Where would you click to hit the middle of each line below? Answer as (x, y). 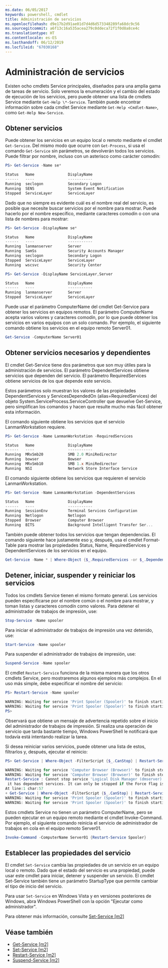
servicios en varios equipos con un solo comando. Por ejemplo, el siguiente (83, 322)
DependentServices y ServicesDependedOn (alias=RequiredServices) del (81, 396)
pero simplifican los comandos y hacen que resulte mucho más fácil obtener (84, 406)
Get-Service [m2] (30, 944)
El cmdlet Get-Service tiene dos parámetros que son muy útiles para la (78, 365)
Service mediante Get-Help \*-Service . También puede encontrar (73, 102)
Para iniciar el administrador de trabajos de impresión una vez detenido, (79, 630)
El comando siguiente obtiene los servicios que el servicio (65, 421)
